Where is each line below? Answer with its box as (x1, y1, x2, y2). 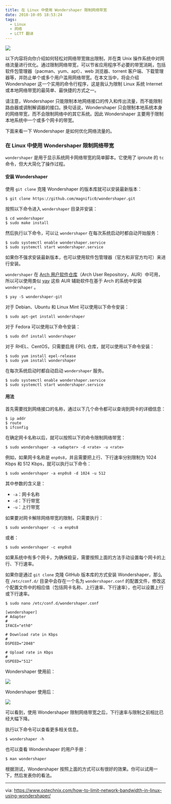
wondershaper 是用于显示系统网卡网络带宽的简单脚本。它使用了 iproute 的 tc (5, 154, 164, 161)
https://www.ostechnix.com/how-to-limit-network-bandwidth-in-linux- (14, 787, 162, 793)
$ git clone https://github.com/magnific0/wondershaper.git (5, 196, 136, 201)
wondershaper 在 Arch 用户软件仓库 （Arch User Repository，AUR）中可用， (5, 271, 163, 277)
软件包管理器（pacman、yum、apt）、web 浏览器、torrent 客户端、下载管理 (5, 68, 164, 74)
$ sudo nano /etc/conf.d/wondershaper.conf (5, 601, 99, 606)
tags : (5, 17, 17, 22)
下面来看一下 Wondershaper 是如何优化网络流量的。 (5, 128, 115, 134)
